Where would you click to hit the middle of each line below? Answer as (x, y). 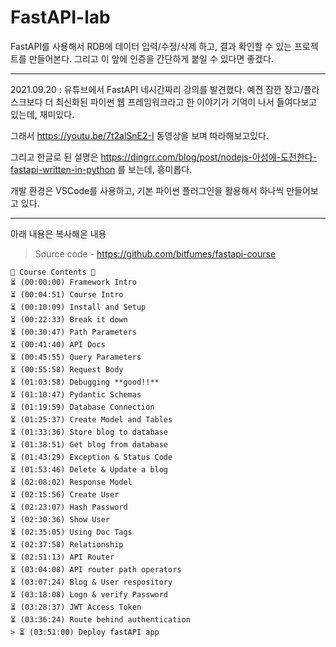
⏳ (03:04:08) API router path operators (96, 569)
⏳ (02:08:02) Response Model (71, 482)
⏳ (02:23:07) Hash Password (69, 507)
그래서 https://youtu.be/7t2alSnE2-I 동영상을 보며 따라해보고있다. (140, 135)
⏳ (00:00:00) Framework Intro (73, 282)
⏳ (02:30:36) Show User (60, 519)
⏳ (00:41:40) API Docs (58, 344)
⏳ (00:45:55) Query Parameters (76, 357)
